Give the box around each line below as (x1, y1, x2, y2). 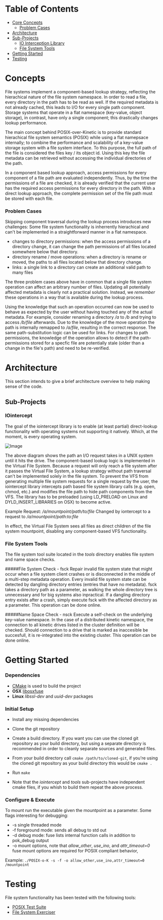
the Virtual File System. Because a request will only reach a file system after (5, 463, 157, 469)
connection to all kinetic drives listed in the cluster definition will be (5, 622, 140, 628)
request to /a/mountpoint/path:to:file (5, 513, 79, 519)
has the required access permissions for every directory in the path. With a (5, 185, 155, 191)
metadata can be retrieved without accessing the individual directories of (5, 155, 152, 161)
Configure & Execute (5, 796, 55, 803)
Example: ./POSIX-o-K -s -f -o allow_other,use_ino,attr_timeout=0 (5, 857, 145, 863)
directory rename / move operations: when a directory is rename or (12, 254, 147, 260)
